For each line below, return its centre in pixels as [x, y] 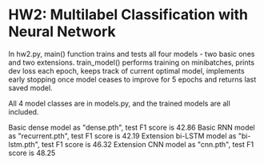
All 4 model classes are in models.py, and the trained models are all [119, 103]
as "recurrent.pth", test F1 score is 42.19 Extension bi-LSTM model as [122, 136]
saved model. [31, 88]
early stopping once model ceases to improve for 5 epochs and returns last [132, 79]
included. [24, 112]
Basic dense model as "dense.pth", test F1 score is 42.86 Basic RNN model [132, 127]
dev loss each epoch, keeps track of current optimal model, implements [127, 70]
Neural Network [62, 32]
